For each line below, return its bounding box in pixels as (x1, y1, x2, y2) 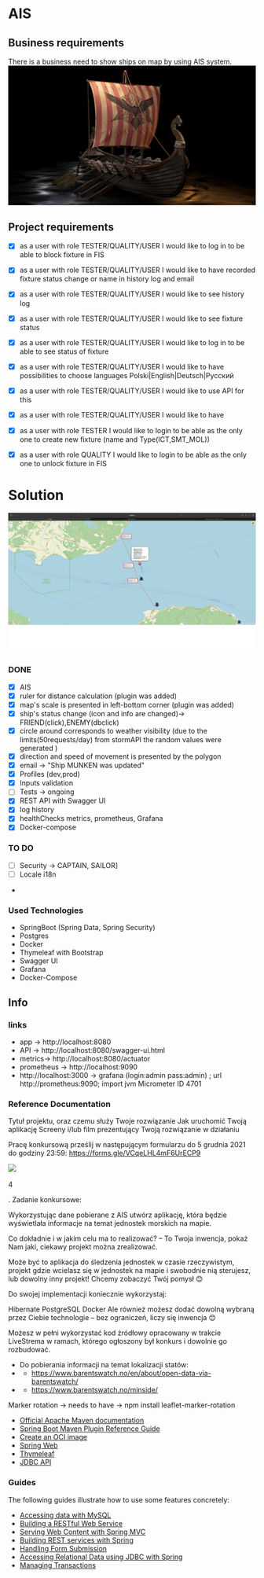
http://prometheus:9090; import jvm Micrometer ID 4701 (19, 1079, 202, 1088)
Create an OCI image (19, 1433, 88, 1442)
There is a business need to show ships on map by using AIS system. (8, 57, 233, 66)
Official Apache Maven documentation (19, 1416, 145, 1425)
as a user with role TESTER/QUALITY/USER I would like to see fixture (19, 314, 244, 323)
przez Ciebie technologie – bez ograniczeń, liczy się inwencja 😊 (8, 1313, 216, 1322)
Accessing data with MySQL (19, 1510, 112, 1520)
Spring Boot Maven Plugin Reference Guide (19, 1424, 160, 1433)
